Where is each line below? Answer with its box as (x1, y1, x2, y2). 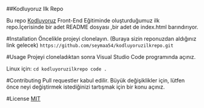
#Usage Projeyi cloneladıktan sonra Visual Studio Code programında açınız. (6, 53, 196, 60)
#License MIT (6, 95, 41, 102)
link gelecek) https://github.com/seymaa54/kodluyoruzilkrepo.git (6, 42, 174, 49)
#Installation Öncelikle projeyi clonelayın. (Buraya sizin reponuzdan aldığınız (6, 35, 197, 42)
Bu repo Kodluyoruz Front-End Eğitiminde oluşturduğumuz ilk (6, 17, 160, 24)
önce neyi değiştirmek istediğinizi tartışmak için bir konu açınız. (6, 83, 165, 90)
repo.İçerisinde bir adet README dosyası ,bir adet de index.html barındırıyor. (6, 24, 199, 30)
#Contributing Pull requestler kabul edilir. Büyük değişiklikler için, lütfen (6, 77, 185, 84)
